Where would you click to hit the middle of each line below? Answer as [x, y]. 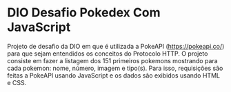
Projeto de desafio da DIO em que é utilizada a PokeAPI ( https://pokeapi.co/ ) [116, 46]
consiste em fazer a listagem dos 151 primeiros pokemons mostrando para [113, 60]
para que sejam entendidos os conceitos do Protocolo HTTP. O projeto [108, 54]
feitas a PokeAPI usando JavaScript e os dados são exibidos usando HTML [114, 75]
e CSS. [17, 82]
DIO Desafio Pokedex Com [84, 13]
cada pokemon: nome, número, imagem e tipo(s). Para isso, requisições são [115, 68]
